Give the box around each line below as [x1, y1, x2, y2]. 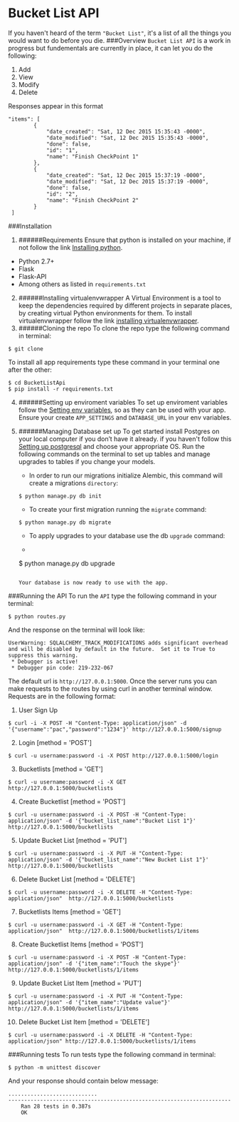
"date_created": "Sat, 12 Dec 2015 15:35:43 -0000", [46, 128, 206, 135]
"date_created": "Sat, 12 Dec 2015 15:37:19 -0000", [46, 171, 206, 179]
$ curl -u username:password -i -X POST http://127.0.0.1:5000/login [8, 752, 219, 759]
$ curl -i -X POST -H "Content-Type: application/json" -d [8, 719, 187, 727]
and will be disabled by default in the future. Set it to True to [8, 645, 216, 652]
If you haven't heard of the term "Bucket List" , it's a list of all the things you [8, 29, 232, 37]
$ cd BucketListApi [8, 379, 66, 386]
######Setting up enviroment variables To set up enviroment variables [18, 398, 228, 406]
